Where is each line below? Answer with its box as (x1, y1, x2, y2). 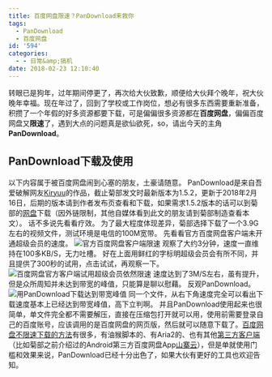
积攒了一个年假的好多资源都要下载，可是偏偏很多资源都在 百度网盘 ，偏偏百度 (8, 108, 264, 118)
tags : (8, 19, 27, 28)
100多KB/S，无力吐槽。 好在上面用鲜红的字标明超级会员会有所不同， (22, 248, 252, 258)
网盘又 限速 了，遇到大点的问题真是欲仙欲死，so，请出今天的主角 (8, 118, 223, 128)
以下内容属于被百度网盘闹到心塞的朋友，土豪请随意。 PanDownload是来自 (8, 178, 256, 187)
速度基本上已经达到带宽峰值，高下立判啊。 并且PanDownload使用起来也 (15, 299, 256, 309)
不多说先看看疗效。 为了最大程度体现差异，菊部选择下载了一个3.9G (35, 218, 259, 228)
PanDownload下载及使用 (8, 155, 134, 169)
